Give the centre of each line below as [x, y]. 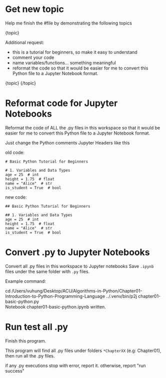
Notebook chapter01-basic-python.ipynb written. [55, 306]
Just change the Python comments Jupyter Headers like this [67, 142]
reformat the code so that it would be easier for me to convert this [80, 68]
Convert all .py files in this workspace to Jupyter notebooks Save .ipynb [79, 266]
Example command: [25, 281]
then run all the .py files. [30, 355]
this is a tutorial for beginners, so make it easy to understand [75, 52]
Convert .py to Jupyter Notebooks [77, 252]
